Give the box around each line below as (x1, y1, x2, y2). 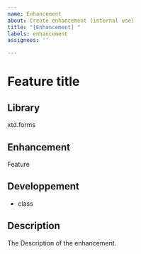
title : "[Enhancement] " (7, 23, 81, 31)
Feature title (7, 74, 80, 89)
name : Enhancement (7, 10, 62, 18)
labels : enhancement (7, 30, 69, 38)
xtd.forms (7, 121, 36, 129)
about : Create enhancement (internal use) (7, 17, 135, 24)
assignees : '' (7, 37, 50, 44)
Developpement (7, 180, 80, 192)
